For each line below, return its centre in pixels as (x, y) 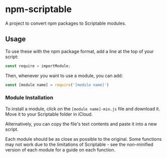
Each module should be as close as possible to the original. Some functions (83, 139)
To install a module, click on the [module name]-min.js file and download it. (82, 109)
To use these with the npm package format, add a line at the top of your (79, 51)
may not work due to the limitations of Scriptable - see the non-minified (79, 144)
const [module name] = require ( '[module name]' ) (57, 85)
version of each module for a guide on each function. (60, 149)
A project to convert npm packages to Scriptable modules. (66, 23)
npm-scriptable (38, 9)
